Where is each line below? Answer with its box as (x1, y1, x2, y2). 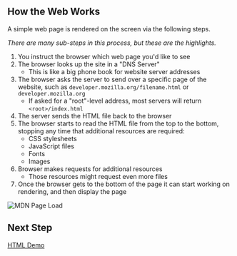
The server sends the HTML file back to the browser (17, 111, 172, 120)
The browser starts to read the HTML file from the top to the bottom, (17, 119, 219, 128)
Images (28, 157, 51, 165)
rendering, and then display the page (17, 187, 127, 195)
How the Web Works (7, 6, 101, 18)
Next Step (7, 222, 53, 234)
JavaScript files (28, 142, 75, 150)
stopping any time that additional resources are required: (17, 126, 185, 135)
